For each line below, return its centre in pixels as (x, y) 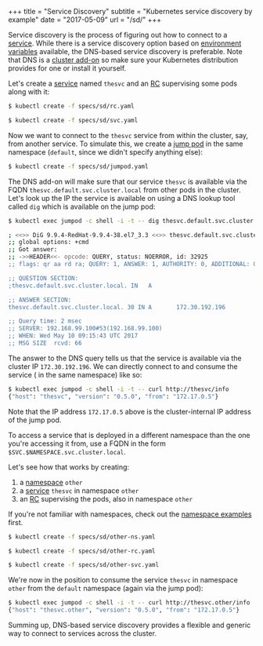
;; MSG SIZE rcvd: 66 (45, 343)
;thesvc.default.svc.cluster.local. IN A (80, 286)
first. (16, 522)
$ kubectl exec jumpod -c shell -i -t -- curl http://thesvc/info (119, 389)
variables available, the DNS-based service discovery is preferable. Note (125, 51)
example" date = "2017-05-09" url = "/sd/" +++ (85, 20)
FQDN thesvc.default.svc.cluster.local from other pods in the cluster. (124, 190)
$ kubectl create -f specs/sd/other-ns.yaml (82, 537)
